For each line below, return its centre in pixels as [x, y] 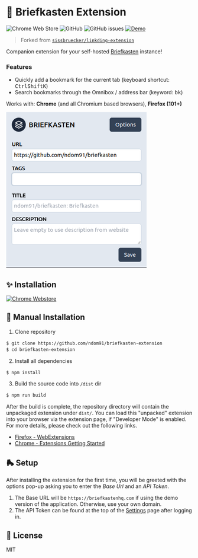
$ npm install [24, 372]
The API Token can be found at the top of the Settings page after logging [103, 511]
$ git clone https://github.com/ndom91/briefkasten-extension [84, 343]
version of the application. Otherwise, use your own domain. [88, 504]
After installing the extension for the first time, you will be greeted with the [96, 480]
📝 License [25, 535]
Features [19, 66]
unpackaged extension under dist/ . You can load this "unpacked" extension [99, 413]
